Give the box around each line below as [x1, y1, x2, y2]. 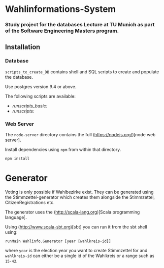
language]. [5, 214, 27, 220]
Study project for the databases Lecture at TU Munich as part [5, 21, 155, 28]
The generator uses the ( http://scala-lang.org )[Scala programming [5, 209, 140, 215]
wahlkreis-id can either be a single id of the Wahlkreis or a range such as [5, 253, 155, 259]
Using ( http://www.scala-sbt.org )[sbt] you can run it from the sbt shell [5, 224, 148, 230]
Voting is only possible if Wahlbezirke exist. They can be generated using [5, 189, 154, 195]
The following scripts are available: [5, 93, 76, 99]
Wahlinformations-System [5, 3, 116, 15]
